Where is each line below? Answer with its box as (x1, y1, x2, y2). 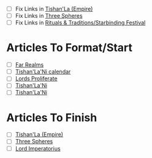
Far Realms (15, 61, 44, 69)
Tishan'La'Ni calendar (15, 68, 71, 75)
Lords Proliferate (15, 75, 58, 82)
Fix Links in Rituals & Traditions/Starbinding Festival (15, 19, 146, 26)
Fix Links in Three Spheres (15, 12, 83, 20)
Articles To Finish (6, 110, 97, 124)
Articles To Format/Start (6, 41, 133, 55)
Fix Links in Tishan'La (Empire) (15, 6, 93, 12)
